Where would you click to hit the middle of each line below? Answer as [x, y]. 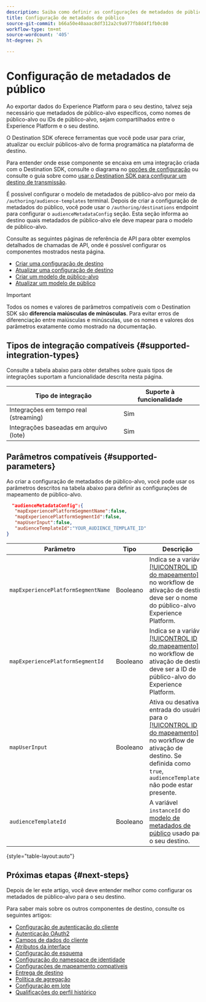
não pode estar [171, 785]
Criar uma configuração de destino [59, 263]
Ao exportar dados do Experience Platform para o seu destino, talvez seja [100, 106]
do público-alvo [173, 605]
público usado [170, 833]
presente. [163, 792]
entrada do [165, 709]
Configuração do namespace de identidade [70, 959]
